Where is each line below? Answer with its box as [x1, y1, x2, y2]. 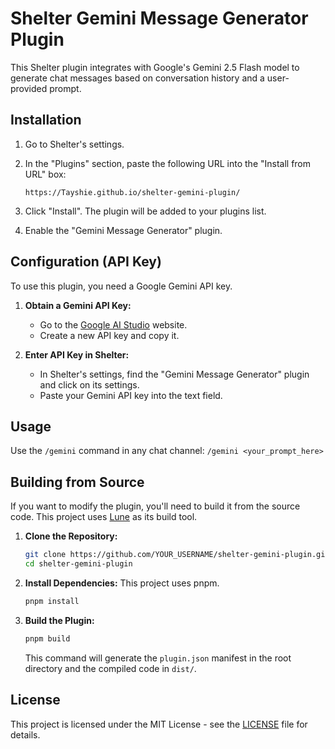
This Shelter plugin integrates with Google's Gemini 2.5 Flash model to [10, 61, 300, 73]
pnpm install [24, 596, 80, 606]
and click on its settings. [39, 378, 140, 391]
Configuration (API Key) [10, 253, 162, 271]
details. [10, 728, 41, 741]
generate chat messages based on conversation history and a [10, 72, 265, 84]
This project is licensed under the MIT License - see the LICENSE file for [10, 718, 308, 730]
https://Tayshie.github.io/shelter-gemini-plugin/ [24, 187, 241, 197]
